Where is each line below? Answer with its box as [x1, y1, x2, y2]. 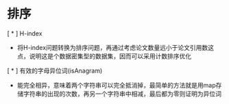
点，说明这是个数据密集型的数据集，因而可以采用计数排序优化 [16, 52, 192, 60]
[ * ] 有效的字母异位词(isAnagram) [7, 66, 103, 75]
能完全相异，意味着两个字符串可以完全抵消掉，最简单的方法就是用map [16, 81, 216, 89]
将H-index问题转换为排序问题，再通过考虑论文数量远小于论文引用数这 [16, 43, 215, 51]
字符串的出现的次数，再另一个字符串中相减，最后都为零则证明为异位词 [23, 90, 221, 98]
